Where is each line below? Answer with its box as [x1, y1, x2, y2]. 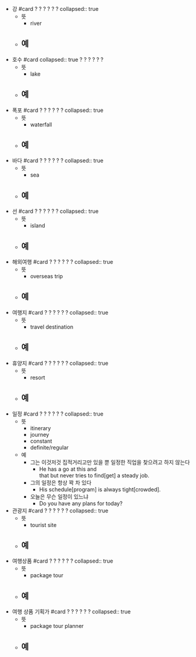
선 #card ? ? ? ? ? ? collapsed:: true [11, 208, 99, 215]
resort [30, 374, 45, 381]
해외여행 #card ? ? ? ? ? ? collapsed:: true [11, 258, 114, 266]
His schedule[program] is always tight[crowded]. [39, 486, 162, 493]
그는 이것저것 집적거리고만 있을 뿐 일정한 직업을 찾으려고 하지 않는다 [30, 459, 191, 466]
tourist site [30, 521, 57, 528]
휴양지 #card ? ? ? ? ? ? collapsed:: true [11, 359, 109, 367]
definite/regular [30, 443, 69, 451]
